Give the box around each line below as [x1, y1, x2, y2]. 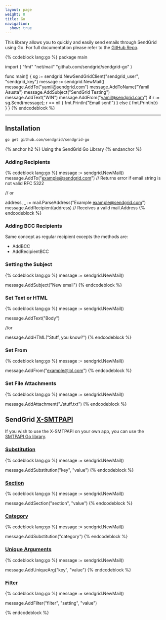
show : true [9, 26, 32, 31]
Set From [5, 347, 27, 354]
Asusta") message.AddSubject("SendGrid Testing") [5, 89, 110, 95]
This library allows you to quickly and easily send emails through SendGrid [5, 39, 157, 45]
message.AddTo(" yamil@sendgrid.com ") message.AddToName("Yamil [5, 84, 150, 90]
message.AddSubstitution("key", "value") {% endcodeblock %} [5, 467, 134, 473]
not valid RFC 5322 [5, 181, 44, 186]
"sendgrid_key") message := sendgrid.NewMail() [5, 79, 105, 85]
